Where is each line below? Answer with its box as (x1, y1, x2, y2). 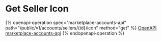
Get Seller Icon (5, 3, 69, 14)
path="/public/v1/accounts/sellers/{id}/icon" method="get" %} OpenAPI (5, 24, 157, 30)
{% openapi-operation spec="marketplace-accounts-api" (5, 19, 126, 25)
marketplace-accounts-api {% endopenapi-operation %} (5, 30, 125, 36)
